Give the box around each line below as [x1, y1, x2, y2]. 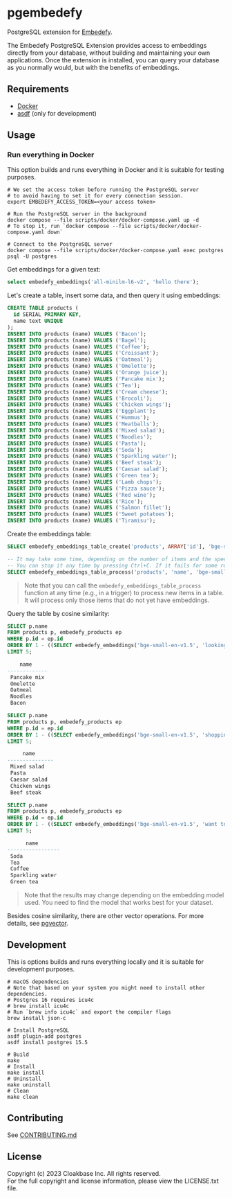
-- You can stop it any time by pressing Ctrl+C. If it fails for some [7, 562, 217, 569]
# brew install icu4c [7, 1003, 70, 1010]
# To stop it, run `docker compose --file [7, 223, 131, 230]
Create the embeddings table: [7, 530, 92, 538]
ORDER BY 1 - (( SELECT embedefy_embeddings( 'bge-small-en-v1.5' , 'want [7, 821, 217, 828]
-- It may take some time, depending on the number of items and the [7, 556, 212, 563]
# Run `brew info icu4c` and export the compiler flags [7, 1008, 171, 1016]
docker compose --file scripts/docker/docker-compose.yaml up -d [7, 217, 199, 224]
